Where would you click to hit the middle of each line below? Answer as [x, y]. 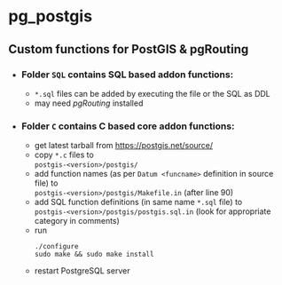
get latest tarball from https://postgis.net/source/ [124, 146]
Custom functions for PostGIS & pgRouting [129, 49]
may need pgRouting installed [89, 103]
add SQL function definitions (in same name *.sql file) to [138, 202]
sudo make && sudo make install [94, 255]
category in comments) [77, 221]
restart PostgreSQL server [82, 271]
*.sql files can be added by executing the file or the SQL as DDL [153, 93]
